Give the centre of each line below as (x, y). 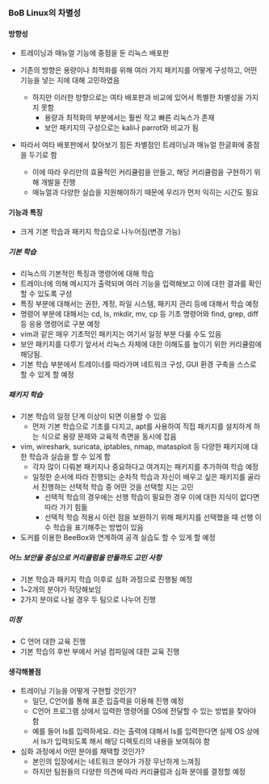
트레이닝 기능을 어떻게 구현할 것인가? (78, 691)
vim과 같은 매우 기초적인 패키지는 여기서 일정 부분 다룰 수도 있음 (121, 334)
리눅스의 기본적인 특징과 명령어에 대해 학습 (87, 274)
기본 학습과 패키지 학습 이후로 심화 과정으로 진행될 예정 (106, 580)
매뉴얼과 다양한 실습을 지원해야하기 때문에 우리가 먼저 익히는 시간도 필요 (145, 192)
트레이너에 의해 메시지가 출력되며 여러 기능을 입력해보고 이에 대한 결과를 (133, 283)
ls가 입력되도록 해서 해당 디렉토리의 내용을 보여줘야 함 (125, 741)
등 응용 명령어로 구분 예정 (60, 324)
